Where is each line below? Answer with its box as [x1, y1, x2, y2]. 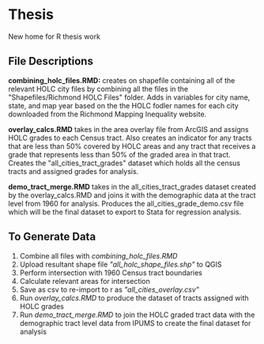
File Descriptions [8, 55, 93, 68]
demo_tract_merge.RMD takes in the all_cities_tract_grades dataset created [8, 182, 257, 191]
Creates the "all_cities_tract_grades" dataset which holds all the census [8, 158, 241, 168]
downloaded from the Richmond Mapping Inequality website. [8, 109, 207, 119]
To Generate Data [8, 230, 96, 244]
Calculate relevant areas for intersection [19, 276, 150, 285]
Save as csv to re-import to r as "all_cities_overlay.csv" [19, 285, 200, 294]
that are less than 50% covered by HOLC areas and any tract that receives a [8, 141, 256, 151]
